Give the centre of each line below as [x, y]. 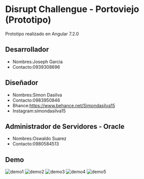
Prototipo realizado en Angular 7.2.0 [42, 34]
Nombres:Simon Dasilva [37, 95]
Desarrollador [27, 49]
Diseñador [22, 83]
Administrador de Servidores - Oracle [65, 126]
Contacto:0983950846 [36, 100]
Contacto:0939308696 [36, 67]
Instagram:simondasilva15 [39, 111]
